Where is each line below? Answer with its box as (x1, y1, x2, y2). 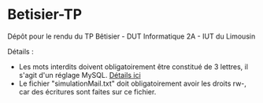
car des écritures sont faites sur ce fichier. (18, 86, 157, 96)
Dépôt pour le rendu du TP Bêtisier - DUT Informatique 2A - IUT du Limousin (7, 31, 256, 41)
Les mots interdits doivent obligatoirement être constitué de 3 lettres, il (18, 61, 249, 72)
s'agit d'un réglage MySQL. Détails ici (18, 70, 141, 79)
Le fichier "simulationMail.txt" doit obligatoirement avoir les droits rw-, (18, 79, 247, 88)
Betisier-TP (7, 6, 83, 24)
